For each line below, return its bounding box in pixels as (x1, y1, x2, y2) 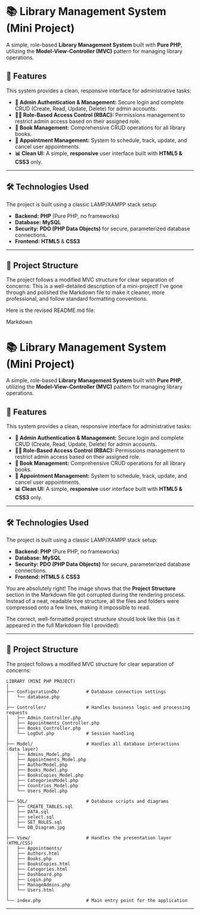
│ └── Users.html (6, 887, 55, 893)
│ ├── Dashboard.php (6, 871, 62, 877)
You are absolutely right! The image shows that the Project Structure (6, 585, 176, 592)
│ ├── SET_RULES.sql (6, 819, 62, 825)
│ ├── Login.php (6, 876, 52, 883)
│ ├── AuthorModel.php (6, 762, 68, 768)
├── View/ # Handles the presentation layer (6, 834, 171, 841)
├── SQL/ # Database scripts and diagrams (6, 798, 169, 804)
